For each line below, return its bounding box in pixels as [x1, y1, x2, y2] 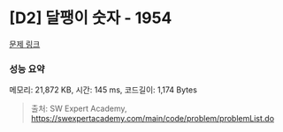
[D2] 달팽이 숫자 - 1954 [9, 8, 172, 28]
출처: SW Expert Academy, [30, 103, 127, 114]
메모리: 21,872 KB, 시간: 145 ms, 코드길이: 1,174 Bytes [9, 84, 197, 95]
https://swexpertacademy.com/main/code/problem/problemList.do [30, 114, 275, 124]
